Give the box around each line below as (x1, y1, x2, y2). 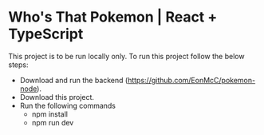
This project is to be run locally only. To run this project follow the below (8, 51, 245, 61)
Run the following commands (19, 101, 116, 110)
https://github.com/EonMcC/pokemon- (127, 75, 256, 85)
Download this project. (19, 92, 94, 101)
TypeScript (8, 25, 84, 43)
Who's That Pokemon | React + (8, 8, 218, 26)
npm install (31, 109, 68, 119)
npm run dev (31, 117, 74, 127)
